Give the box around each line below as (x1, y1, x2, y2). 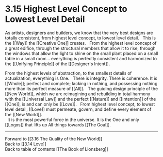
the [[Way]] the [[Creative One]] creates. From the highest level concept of (5, 40, 157, 46)
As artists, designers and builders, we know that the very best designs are (5, 30, 153, 35)
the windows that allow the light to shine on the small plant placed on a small (5, 50, 158, 56)
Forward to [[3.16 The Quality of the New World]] (5, 136, 102, 141)
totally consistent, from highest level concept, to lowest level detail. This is (5, 35, 156, 41)
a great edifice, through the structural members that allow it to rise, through (5, 45, 156, 51)
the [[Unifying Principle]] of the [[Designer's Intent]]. (5, 61, 110, 67)
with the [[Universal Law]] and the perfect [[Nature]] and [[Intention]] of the (5, 96, 156, 102)
